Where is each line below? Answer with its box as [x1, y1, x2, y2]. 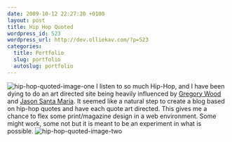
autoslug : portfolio [13, 63, 74, 70]
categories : [7, 43, 42, 50]
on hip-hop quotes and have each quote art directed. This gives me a [7, 104, 207, 112]
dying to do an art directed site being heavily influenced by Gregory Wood [7, 89, 221, 98]
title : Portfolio [13, 50, 64, 57]
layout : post [7, 17, 46, 24]
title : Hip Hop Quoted [7, 23, 74, 30]
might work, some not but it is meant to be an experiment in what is [7, 119, 202, 127]
